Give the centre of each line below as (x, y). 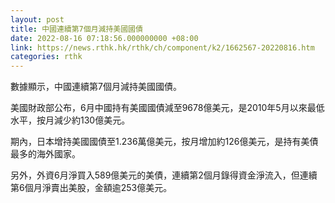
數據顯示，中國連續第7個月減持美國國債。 (96, 87)
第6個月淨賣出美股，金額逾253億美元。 (91, 188)
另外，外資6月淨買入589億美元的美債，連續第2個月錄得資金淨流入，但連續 (164, 175)
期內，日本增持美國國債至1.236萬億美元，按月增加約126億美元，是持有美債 (164, 142)
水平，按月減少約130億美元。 (70, 120)
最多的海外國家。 (45, 154)
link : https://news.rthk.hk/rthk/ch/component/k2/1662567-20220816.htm (162, 47)
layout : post (37, 19)
